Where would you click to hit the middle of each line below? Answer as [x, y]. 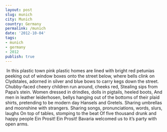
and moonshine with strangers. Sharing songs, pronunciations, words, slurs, [84, 108]
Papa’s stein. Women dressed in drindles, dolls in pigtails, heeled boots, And [84, 92]
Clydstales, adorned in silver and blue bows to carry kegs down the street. [82, 81]
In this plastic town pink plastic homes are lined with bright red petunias [80, 71]
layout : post [19, 10]
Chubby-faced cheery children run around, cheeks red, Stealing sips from [81, 87]
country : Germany [23, 24]
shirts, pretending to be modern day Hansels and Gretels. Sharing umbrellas [83, 103]
